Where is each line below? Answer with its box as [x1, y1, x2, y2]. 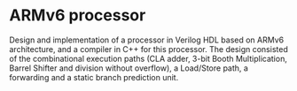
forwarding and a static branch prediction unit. [9, 72, 179, 82]
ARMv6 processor [9, 5, 146, 26]
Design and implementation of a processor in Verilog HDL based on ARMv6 [9, 34, 285, 45]
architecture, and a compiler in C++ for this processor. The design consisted [9, 43, 288, 54]
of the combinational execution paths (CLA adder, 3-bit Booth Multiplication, [9, 53, 288, 64]
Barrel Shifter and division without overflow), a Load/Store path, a [9, 63, 248, 73]
